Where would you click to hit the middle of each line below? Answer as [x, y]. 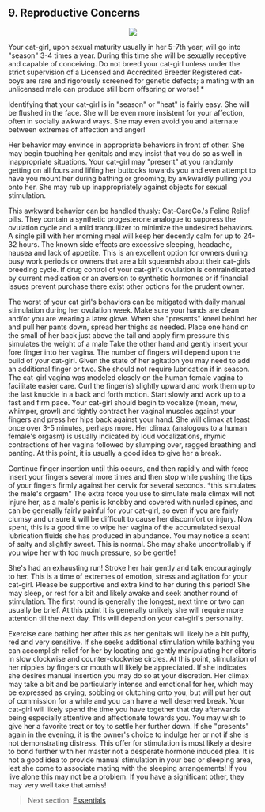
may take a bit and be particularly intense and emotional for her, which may [131, 684]
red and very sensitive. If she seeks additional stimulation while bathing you [131, 642]
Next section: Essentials [67, 800]
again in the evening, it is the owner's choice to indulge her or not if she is [129, 734]
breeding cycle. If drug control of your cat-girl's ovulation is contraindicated [132, 269]
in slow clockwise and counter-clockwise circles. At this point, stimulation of [132, 658]
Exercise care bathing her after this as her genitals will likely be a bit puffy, [129, 633]
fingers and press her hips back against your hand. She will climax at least [129, 419]
